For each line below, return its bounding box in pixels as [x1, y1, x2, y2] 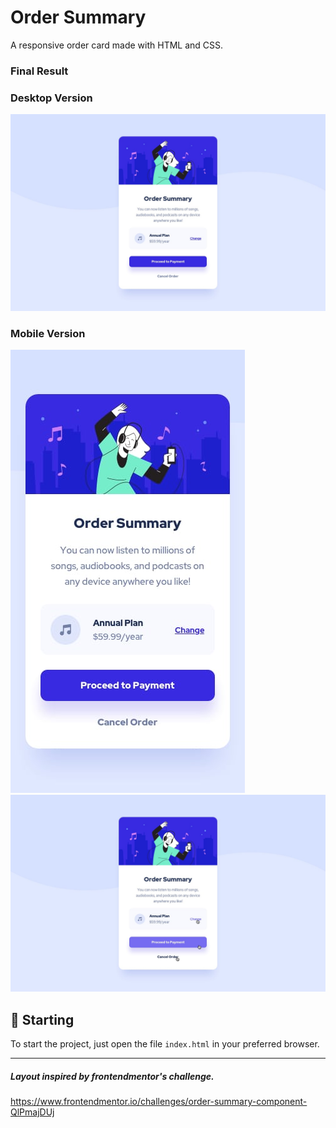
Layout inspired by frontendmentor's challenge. [10, 1070, 215, 1082]
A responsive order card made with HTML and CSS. [10, 39, 224, 51]
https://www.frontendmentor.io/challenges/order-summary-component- [10, 1096, 308, 1108]
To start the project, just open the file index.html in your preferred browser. [10, 1038, 320, 1050]
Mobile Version [10, 327, 86, 341]
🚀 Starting [10, 1011, 75, 1028]
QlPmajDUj [10, 1106, 55, 1118]
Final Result [10, 64, 69, 78]
